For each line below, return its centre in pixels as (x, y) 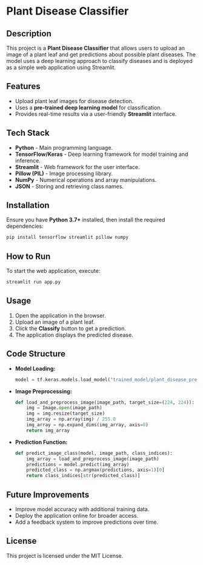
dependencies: (25, 226)
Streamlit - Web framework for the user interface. (77, 167)
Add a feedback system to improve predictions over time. (87, 522)
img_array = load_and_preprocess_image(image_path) (93, 459)
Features (23, 86)
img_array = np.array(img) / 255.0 (71, 420)
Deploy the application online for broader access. (77, 515)
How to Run (28, 256)
